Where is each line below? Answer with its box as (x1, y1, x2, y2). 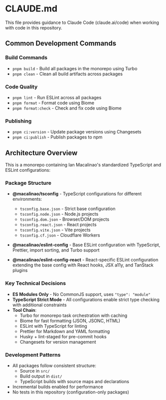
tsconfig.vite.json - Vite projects (19, 227, 91, 233)
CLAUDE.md (5, 3, 58, 14)
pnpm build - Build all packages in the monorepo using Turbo (12, 65, 138, 71)
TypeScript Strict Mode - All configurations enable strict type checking (12, 296, 160, 302)
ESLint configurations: (5, 167, 51, 173)
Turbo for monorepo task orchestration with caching (19, 312, 128, 318)
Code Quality (5, 83, 38, 90)
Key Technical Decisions (5, 280, 66, 287)
